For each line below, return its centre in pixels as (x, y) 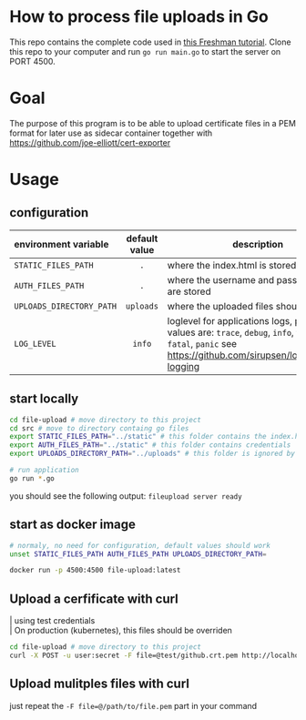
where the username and (221, 279)
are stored (189, 291)
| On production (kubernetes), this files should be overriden (121, 631)
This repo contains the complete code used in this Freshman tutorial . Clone (150, 42)
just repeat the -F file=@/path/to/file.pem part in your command (133, 705)
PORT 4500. (33, 61)
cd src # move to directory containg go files (99, 428)
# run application (44, 471)
